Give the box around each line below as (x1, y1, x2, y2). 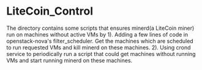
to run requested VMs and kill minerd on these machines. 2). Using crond (6, 44, 191, 51)
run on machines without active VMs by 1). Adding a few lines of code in (6, 30, 189, 38)
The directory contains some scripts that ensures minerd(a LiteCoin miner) (6, 24, 195, 32)
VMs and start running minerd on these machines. (6, 57, 133, 64)
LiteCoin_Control (6, 4, 94, 18)
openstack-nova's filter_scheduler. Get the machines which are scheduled (6, 37, 194, 44)
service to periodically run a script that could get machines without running (6, 50, 196, 57)
